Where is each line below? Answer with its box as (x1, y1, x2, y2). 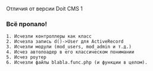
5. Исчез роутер (6, 54, 46, 60)
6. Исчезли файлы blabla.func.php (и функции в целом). (6, 60, 148, 66)
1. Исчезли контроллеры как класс (6, 33, 92, 39)
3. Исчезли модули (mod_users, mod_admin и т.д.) (6, 44, 132, 50)
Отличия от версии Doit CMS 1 (6, 5, 83, 12)
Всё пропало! (6, 20, 48, 28)
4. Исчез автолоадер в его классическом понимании (6, 49, 135, 55)
